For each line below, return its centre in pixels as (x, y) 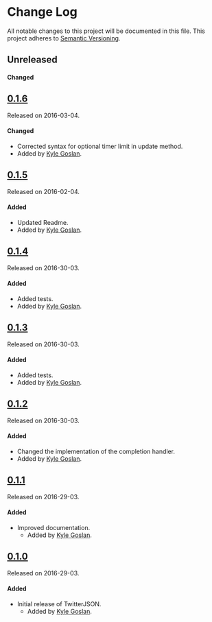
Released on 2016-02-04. (44, 191)
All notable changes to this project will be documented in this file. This (106, 31)
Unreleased (33, 60)
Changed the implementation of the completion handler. (96, 451)
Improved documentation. (54, 528)
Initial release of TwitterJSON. (59, 604)
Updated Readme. (43, 222)
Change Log (42, 12)
